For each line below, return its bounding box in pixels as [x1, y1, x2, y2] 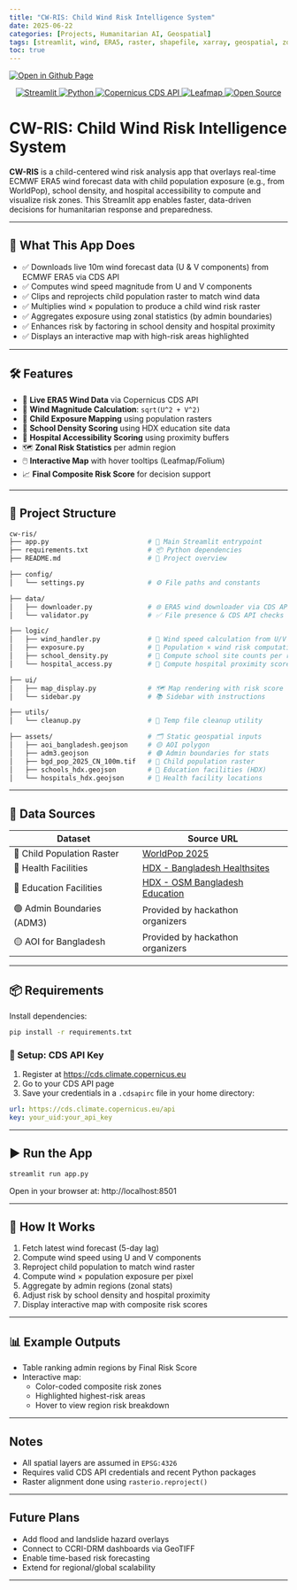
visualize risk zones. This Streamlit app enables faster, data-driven [9, 195, 252, 206]
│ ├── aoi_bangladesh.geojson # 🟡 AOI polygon [9, 741, 210, 749]
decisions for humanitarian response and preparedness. [9, 205, 214, 215]
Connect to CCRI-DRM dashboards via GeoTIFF [21, 1543, 196, 1554]
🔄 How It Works [9, 1220, 95, 1234]
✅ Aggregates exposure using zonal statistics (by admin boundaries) [21, 311, 272, 322]
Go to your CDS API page [21, 1078, 115, 1090]
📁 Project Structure [9, 506, 117, 521]
